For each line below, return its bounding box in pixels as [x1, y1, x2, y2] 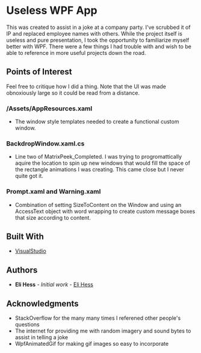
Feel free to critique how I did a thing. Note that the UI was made [6, 83, 167, 90]
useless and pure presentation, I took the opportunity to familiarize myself [6, 36, 190, 43]
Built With [6, 232, 44, 242]
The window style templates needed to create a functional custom [14, 118, 179, 126]
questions [14, 321, 40, 328]
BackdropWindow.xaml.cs [6, 139, 85, 148]
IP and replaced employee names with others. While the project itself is [6, 30, 182, 37]
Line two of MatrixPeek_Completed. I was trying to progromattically [14, 153, 182, 161]
